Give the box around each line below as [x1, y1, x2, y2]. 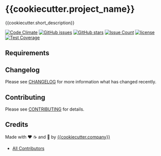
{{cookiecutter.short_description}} [5, 20, 75, 26]
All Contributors [12, 145, 44, 151]
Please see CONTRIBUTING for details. [5, 106, 85, 112]
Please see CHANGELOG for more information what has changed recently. [5, 79, 157, 85]
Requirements [5, 49, 49, 57]
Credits [5, 120, 29, 129]
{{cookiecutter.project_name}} [5, 3, 135, 15]
